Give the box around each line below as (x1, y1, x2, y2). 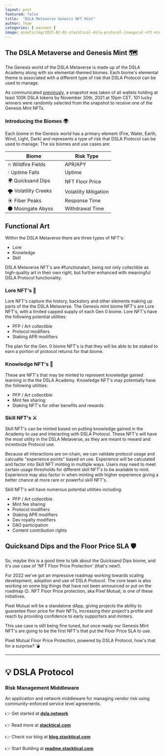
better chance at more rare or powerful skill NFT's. (5, 477, 108, 483)
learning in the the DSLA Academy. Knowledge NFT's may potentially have (5, 377, 156, 383)
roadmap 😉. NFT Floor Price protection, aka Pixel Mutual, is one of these (5, 588, 153, 594)
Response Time (64, 197, 101, 204)
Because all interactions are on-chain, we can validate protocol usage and (5, 451, 155, 457)
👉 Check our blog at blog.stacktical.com (5, 734, 91, 740)
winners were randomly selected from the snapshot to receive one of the (5, 100, 153, 106)
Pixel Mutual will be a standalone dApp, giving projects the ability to (5, 602, 142, 609)
